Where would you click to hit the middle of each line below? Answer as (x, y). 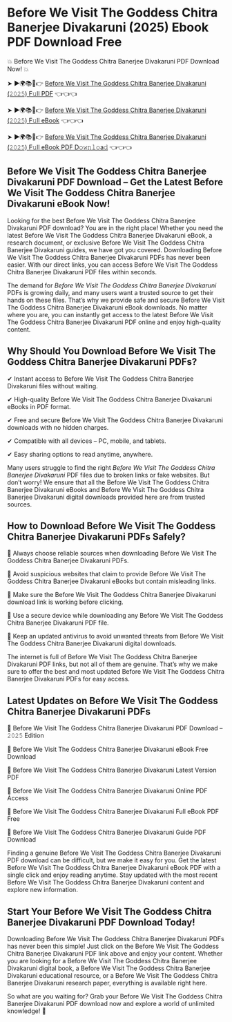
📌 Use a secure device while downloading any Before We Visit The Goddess (115, 616)
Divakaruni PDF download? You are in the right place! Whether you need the (115, 228)
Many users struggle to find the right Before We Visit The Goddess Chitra (111, 467)
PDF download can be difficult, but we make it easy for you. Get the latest (112, 860)
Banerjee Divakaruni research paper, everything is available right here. (107, 983)
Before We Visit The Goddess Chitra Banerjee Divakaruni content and (106, 882)
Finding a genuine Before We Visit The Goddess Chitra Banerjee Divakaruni (114, 853)
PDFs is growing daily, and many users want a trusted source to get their (110, 292)
